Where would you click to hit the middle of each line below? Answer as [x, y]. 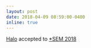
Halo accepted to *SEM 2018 [41, 39]
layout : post [22, 11]
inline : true [22, 22]
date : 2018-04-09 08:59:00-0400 [45, 17]
